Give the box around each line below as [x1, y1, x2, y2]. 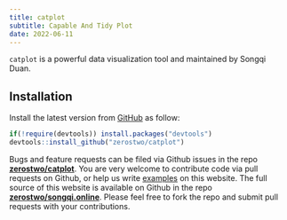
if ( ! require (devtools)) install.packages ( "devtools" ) [9, 130, 213, 138]
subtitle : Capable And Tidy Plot [9, 21, 133, 30]
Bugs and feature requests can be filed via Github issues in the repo [9, 153, 259, 164]
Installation [9, 89, 73, 104]
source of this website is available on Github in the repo [9, 182, 213, 192]
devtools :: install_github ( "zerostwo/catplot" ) [9, 138, 185, 147]
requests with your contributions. [9, 200, 131, 211]
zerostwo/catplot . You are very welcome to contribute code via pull [9, 163, 259, 174]
